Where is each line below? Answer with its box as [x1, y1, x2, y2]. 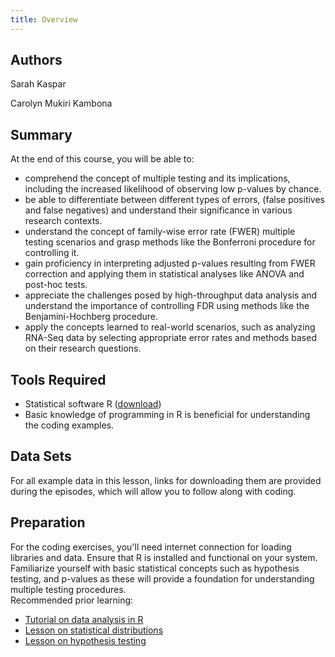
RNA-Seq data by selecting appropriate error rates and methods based [24, 332, 317, 344]
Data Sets [10, 448, 72, 465]
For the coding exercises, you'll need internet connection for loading [10, 541, 292, 553]
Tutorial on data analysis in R [24, 613, 144, 625]
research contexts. [24, 215, 103, 227]
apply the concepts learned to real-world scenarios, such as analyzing [24, 321, 316, 333]
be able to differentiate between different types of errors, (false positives [24, 194, 326, 206]
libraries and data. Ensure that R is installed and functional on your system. [10, 551, 318, 563]
